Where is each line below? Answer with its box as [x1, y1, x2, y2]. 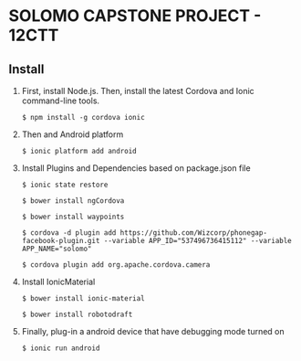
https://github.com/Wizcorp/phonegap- [119, 228, 268, 238]
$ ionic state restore [21, 180, 109, 189]
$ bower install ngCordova [21, 196, 125, 206]
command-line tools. [21, 95, 100, 106]
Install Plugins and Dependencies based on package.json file [21, 163, 252, 174]
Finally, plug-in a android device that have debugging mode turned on [21, 326, 285, 336]
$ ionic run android [21, 344, 100, 353]
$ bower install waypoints [21, 212, 125, 221]
